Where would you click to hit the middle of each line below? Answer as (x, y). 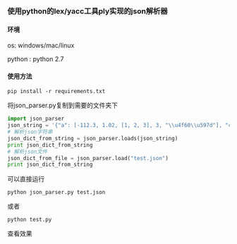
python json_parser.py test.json (56, 193)
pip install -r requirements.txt (56, 92)
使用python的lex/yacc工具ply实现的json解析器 (87, 11)
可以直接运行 (26, 179)
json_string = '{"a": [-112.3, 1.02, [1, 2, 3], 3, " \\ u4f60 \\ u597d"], (115, 126)
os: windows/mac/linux (41, 45)
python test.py (30, 220)
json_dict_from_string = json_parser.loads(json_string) (93, 138)
